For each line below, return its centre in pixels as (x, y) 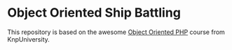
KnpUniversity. (29, 39)
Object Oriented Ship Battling (94, 13)
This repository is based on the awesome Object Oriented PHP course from (116, 32)
